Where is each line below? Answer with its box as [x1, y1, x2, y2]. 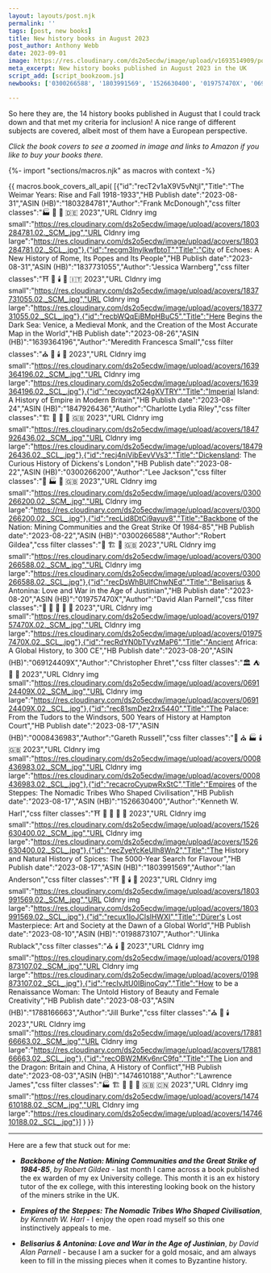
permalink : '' [8, 19, 56, 27]
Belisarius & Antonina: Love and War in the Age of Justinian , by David [19, 1238, 259, 1248]
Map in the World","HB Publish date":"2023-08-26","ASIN [8, 328, 199, 338]
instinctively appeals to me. [19, 1223, 111, 1233]
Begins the [227, 311, 263, 321]
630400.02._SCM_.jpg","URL [8, 828, 104, 837]
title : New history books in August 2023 [8, 34, 150, 43]
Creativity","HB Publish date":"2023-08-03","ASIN [8, 995, 175, 1005]
